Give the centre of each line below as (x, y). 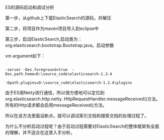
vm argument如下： (25, 56)
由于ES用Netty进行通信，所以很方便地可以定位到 (55, 93)
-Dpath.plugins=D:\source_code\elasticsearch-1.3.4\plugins (69, 83)
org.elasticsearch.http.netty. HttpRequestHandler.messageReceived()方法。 (83, 99)
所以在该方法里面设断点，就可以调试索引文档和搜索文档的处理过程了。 (77, 116)
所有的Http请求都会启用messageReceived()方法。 (56, 105)
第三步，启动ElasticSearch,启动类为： (44, 39)
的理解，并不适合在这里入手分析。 (40, 133)
